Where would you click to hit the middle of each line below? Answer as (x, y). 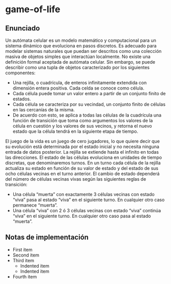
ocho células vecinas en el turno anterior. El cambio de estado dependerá (82, 174)
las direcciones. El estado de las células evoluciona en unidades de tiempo (83, 157)
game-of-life (33, 9)
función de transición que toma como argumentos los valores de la (83, 120)
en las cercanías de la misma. (44, 110)
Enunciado (23, 28)
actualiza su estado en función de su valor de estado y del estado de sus (82, 168)
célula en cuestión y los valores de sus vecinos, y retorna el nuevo (82, 126)
